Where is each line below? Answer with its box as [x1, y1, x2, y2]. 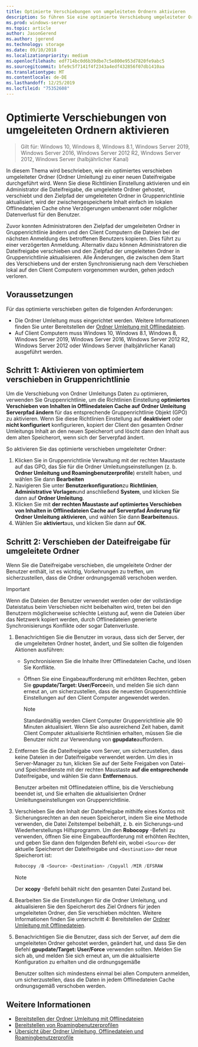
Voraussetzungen [6, 290, 74, 300]
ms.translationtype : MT [6, 69, 65, 75]
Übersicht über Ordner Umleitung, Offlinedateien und [14, 1028, 144, 1035]
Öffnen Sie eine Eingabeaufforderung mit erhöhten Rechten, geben [23, 676, 187, 683]
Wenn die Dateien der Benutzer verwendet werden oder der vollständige [6, 597, 182, 604]
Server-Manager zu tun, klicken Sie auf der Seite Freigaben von [14, 760, 170, 767]
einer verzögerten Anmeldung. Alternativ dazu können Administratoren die [6, 241, 187, 248]
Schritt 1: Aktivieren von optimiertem [6, 366, 144, 376]
